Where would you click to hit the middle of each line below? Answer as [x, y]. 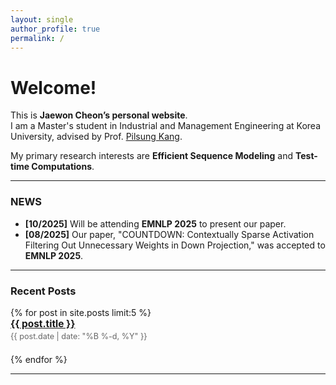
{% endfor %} [39, 360]
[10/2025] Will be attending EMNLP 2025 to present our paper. [155, 223]
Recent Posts [43, 291]
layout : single [42, 19]
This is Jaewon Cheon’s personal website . [99, 115]
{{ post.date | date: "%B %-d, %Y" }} [79, 336]
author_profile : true [55, 29]
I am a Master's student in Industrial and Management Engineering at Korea [165, 126]
